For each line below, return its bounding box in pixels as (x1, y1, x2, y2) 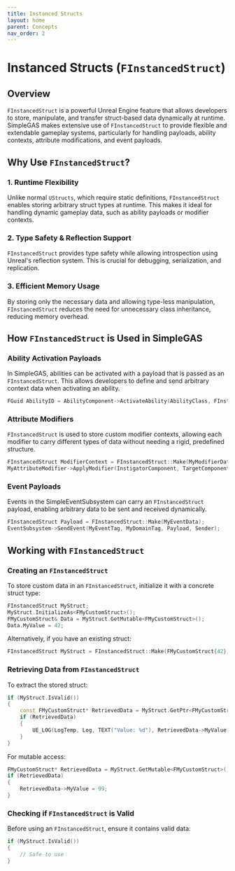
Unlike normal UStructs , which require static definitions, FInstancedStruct (7, 193, 220, 202)
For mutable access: (7, 752, 66, 760)
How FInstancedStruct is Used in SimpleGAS (7, 332, 203, 344)
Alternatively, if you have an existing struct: (7, 634, 131, 643)
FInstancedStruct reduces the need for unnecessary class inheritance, (7, 305, 211, 313)
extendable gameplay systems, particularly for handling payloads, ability (7, 129, 216, 137)
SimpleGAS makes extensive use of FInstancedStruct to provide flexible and (7, 121, 227, 130)
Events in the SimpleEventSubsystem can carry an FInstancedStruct (7, 498, 204, 506)
